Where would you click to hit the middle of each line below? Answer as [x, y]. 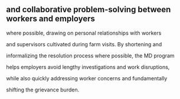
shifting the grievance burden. [43, 90]
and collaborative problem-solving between [89, 10]
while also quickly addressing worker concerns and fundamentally [87, 78]
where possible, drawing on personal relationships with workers [84, 33]
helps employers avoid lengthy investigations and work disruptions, [88, 67]
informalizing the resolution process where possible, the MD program [91, 56]
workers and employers [51, 19]
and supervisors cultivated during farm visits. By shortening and [84, 44]
